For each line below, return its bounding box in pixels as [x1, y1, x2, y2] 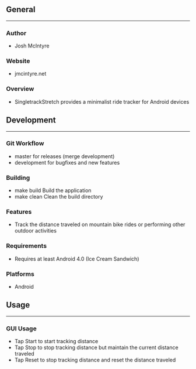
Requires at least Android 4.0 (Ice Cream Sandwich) [14, 255, 139, 262]
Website [6, 57, 30, 65]
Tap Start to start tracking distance [14, 338, 99, 345]
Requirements [6, 242, 47, 250]
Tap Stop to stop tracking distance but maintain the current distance [14, 344, 179, 351]
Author [6, 29, 27, 37]
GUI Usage [6, 324, 37, 333]
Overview [6, 85, 34, 93]
